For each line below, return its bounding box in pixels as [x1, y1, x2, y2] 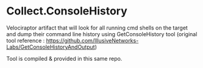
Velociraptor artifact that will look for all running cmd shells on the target [6, 24, 188, 31]
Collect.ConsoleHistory [6, 4, 128, 18]
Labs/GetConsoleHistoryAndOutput [6, 43, 96, 51]
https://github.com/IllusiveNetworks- [46, 37, 139, 44]
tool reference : [6, 37, 45, 44]
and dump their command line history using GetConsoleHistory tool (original [6, 30, 198, 37]
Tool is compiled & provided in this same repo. [6, 55, 123, 62]
